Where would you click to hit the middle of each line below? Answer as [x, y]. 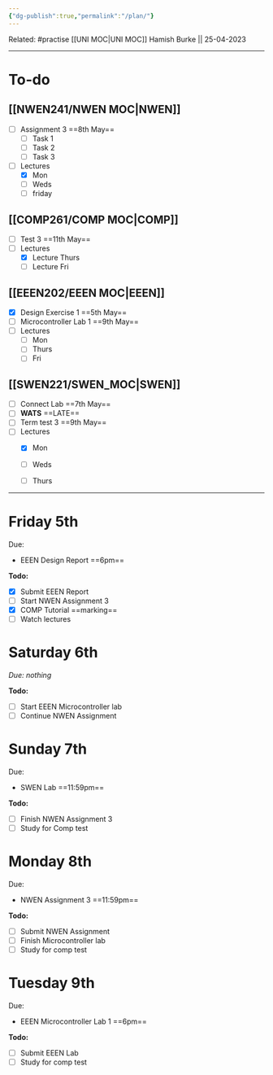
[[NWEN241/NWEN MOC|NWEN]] [95, 109]
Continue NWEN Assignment [68, 715]
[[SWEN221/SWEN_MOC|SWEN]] [95, 385]
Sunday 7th [48, 749]
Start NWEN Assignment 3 [65, 601]
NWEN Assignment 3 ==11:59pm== [79, 899]
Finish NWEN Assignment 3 [66, 819]
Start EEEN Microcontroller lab [71, 706]
